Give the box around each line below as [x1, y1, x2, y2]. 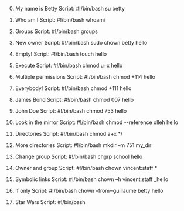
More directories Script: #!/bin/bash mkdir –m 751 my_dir [15, 142, 152, 149]
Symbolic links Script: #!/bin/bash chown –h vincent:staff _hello [15, 176, 169, 183]
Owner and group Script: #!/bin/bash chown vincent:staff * [15, 165, 158, 171]
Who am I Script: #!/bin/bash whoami [15, 16, 105, 23]
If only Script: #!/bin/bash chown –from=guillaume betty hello [15, 187, 163, 194]
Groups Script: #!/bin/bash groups [15, 28, 98, 35]
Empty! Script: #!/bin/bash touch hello [15, 51, 107, 58]
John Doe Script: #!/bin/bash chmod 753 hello [15, 108, 127, 114]
